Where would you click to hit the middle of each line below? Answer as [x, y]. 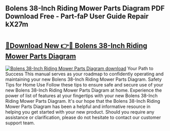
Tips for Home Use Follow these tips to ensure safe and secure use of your [84, 85]
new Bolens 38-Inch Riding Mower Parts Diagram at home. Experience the [84, 90]
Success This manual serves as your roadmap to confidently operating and [84, 74]
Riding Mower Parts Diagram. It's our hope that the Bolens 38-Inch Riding [83, 101]
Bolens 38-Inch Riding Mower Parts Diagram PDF [85, 8]
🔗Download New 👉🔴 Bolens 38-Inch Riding [76, 46]
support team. [20, 123]
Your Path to [140, 68]
